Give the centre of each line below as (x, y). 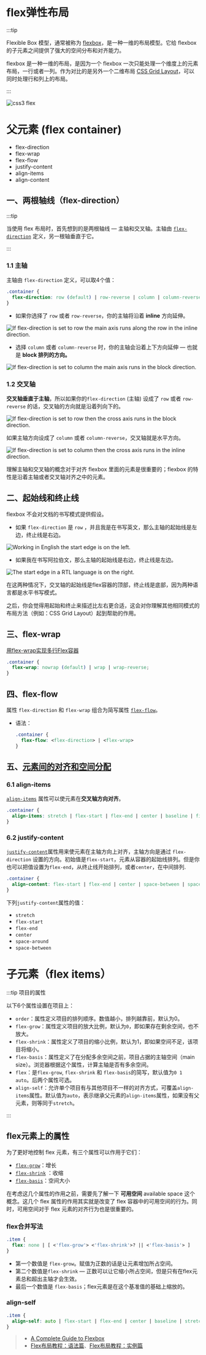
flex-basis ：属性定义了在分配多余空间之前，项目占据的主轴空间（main (105, 1056)
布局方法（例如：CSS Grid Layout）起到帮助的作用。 (73, 613)
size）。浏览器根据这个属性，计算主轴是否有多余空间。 (83, 1064)
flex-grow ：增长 (36, 1165)
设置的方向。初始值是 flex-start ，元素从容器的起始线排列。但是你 (116, 859)
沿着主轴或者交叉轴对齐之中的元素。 (63, 477)
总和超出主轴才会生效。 (50, 1279)
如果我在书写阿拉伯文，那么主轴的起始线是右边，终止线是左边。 (96, 560)
